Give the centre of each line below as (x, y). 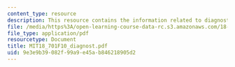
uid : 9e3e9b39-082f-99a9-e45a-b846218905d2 (72, 53)
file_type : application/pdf (48, 33)
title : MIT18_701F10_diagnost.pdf (58, 46)
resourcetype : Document (42, 40)
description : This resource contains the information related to (104, 20)
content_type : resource (42, 14)
